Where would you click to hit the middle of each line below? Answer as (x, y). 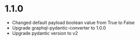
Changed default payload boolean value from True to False (73, 22)
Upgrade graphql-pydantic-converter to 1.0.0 (59, 27)
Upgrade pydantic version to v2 (45, 33)
